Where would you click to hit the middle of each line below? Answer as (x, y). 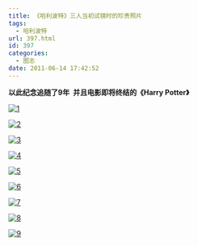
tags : (17, 23)
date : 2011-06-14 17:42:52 (54, 69)
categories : (28, 53)
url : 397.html (32, 38)
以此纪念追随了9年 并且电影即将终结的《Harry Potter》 (99, 92)
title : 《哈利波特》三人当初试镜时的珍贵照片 (76, 16)
